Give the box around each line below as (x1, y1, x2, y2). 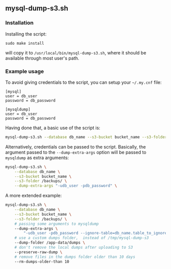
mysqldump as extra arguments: (5, 155, 69, 161)
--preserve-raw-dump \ (14, 249, 63, 255)
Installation (5, 19, 34, 26)
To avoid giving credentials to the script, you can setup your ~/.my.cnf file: (5, 79, 162, 85)
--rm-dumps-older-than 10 (14, 259, 70, 264)
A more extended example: (5, 193, 62, 199)
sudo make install (5, 41, 44, 46)
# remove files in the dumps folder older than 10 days (14, 254, 136, 259)
